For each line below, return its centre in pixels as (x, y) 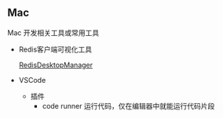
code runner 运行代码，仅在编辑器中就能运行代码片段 (128, 105)
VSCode (32, 80)
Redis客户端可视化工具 (55, 49)
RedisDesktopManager (56, 65)
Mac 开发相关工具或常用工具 (53, 32)
